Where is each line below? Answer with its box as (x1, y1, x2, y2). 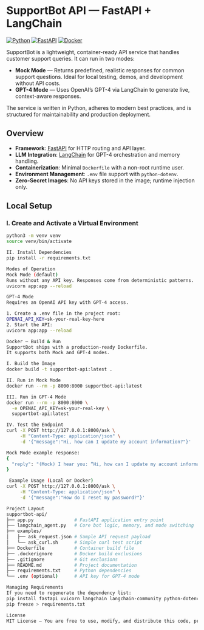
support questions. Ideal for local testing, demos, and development (15, 73, 183, 80)
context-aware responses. (15, 92, 81, 100)
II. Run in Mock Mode (6, 377, 61, 383)
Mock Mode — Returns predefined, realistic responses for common (15, 66, 185, 74)
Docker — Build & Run (6, 338, 61, 344)
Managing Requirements (6, 584, 64, 591)
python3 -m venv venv (6, 233, 61, 239)
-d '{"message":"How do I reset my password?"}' (19, 495, 146, 501)
